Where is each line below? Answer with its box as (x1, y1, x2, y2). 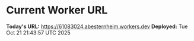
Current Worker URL (6, 4, 108, 17)
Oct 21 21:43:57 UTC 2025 (6, 29, 71, 36)
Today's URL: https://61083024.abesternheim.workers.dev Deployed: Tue (6, 23, 188, 30)
